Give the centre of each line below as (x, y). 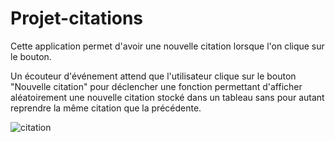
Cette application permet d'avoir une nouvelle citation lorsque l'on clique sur (167, 46)
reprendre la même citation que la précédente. (106, 108)
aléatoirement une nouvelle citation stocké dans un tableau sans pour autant (167, 97)
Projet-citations (77, 18)
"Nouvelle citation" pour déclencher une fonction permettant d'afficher (156, 86)
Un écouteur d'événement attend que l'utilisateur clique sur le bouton (153, 76)
